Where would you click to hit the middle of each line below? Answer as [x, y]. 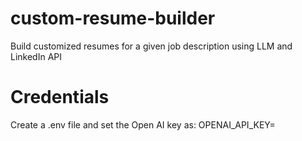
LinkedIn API [36, 56]
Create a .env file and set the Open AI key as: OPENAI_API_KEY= [143, 124]
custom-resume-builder [113, 18]
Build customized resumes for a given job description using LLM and [151, 46]
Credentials [60, 97]
